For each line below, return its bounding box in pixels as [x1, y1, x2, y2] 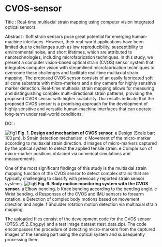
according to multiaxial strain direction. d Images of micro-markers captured [5, 140, 157, 146]
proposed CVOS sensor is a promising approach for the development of [5, 101, 148, 106]
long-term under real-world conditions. [5, 111, 83, 117]
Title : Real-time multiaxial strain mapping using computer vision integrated [5, 19, 154, 25]
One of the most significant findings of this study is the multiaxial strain [5, 165, 147, 171]
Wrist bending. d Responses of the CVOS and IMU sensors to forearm [5, 191, 144, 197]
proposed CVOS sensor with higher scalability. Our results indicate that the [5, 95, 154, 101]
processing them [5, 236, 39, 242]
